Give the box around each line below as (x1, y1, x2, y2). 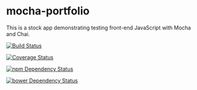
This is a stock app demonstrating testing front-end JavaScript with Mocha (6, 24, 192, 31)
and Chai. (6, 30, 30, 37)
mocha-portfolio (6, 4, 90, 18)
